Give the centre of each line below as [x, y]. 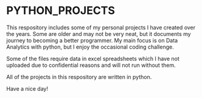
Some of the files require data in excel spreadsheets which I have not [93, 58]
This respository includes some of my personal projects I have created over [101, 27]
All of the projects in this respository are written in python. [79, 77]
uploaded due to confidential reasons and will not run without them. [91, 65]
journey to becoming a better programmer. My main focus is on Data [92, 40]
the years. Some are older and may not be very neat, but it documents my [99, 33]
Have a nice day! [27, 88]
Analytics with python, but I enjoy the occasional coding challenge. [90, 47]
